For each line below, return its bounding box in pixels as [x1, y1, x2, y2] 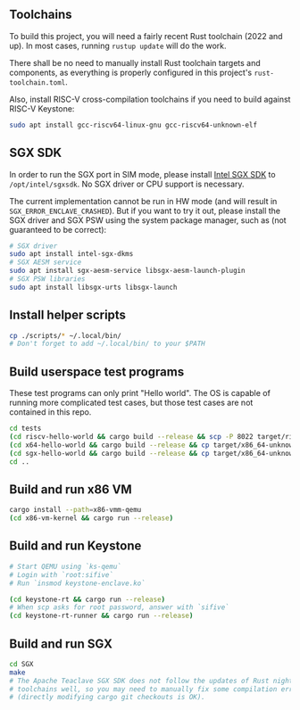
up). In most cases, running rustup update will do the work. [9, 40, 227, 51]
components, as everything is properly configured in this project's [9, 67, 253, 78]
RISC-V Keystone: [9, 103, 75, 114]
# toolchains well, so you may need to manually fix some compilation [9, 684, 278, 694]
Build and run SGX [9, 636, 113, 651]
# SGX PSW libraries [9, 275, 87, 284]
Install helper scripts [9, 308, 127, 323]
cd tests [9, 424, 42, 433]
